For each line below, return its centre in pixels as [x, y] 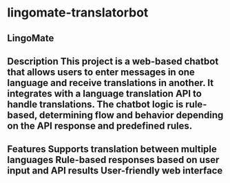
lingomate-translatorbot [78, 13]
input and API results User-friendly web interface [115, 171]
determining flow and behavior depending [131, 115]
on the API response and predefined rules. [100, 126]
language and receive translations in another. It [111, 83]
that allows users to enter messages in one [101, 72]
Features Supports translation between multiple [112, 149]
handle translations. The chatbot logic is [95, 104]
